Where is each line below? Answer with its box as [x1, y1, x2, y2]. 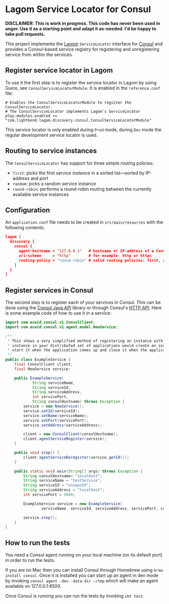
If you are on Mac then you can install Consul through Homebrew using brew [5, 567, 163, 573]
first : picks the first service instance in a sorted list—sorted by [12, 170, 145, 176]
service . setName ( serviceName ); [23, 413, 89, 418]
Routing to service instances [5, 146, 97, 155]
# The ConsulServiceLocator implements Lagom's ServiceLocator [5, 109, 141, 114]
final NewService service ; [14, 366, 71, 372]
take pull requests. [5, 31, 45, 37]
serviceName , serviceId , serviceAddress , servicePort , [41, 506, 158, 511]
